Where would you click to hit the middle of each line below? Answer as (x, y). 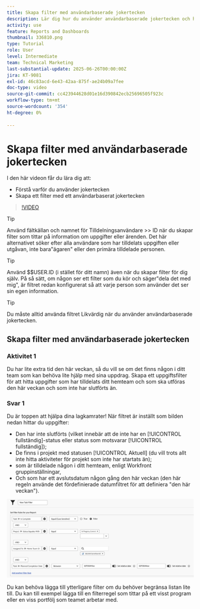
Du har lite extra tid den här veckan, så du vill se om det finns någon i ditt (96, 369)
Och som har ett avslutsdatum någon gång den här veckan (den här (98, 478)
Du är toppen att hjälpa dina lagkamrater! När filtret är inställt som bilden (95, 416)
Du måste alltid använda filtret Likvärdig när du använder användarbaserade (100, 314)
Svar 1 (16, 404)
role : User (20, 50)
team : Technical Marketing (40, 62)
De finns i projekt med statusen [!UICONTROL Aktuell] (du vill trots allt (101, 453)
